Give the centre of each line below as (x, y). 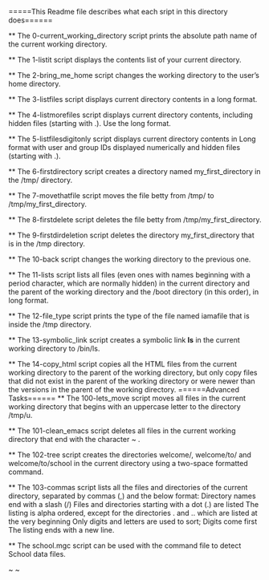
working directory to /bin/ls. (54, 349)
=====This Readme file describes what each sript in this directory (118, 12)
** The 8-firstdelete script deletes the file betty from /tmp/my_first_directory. (135, 219)
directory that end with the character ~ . (74, 439)
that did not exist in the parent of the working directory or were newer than (132, 381)
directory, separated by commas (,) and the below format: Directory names (132, 496)
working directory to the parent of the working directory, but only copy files (133, 373)
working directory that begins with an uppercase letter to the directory (124, 407)
